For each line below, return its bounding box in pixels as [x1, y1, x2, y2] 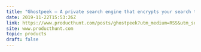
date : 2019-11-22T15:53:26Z [6, 14, 77, 20]
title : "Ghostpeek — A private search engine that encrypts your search [6, 8, 191, 15]
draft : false [6, 36, 39, 42]
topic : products [6, 31, 47, 37]
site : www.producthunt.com [6, 25, 74, 32]
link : [6, 20, 20, 26]
